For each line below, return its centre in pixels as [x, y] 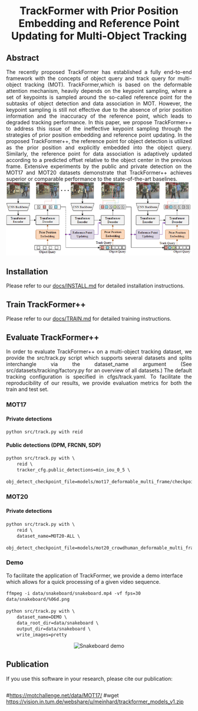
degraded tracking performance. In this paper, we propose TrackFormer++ [99, 122]
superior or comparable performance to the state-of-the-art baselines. [92, 179]
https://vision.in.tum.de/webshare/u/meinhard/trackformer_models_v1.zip [95, 702]
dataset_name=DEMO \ [42, 617]
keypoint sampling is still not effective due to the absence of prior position [99, 110]
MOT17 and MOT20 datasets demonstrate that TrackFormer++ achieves [99, 172]
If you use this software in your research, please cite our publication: [89, 678]
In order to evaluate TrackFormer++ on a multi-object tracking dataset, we [99, 352]
